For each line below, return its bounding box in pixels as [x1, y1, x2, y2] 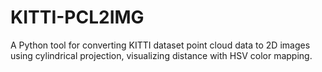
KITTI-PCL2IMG [10, 6, 145, 29]
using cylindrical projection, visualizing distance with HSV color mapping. [10, 49, 313, 61]
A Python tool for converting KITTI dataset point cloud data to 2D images [10, 39, 311, 51]
